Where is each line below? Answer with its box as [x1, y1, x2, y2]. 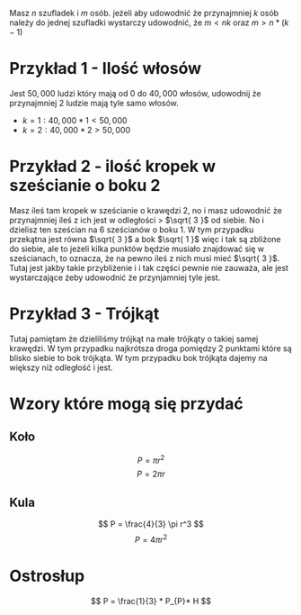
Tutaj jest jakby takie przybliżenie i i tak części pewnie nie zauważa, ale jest [9, 262, 289, 273]
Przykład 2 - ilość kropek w [9, 157, 217, 176]
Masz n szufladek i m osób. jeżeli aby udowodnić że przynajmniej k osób [9, 8, 279, 18]
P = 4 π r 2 [134, 533, 168, 545]
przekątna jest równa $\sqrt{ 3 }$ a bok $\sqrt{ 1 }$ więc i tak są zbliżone [9, 233, 281, 244]
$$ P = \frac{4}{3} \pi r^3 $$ [97, 519, 205, 529]
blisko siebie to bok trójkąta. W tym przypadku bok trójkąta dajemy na [9, 352, 268, 363]
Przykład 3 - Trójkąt [9, 303, 160, 324]
